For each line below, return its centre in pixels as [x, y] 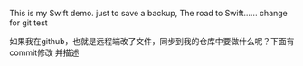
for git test [28, 23]
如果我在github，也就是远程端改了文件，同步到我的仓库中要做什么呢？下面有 [152, 41]
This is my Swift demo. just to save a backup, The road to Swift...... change [148, 13]
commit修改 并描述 [44, 52]
